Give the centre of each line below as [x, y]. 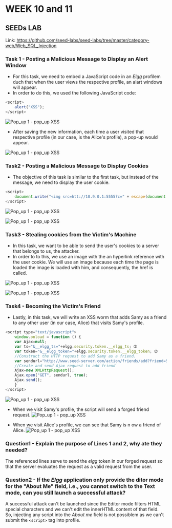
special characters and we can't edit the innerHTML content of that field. [82, 510]
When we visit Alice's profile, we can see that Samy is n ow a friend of [87, 425]
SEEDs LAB [24, 28]
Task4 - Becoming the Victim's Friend [53, 306]
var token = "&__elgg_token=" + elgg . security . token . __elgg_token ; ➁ [86, 351]
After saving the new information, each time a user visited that [78, 131]
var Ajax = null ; [31, 342]
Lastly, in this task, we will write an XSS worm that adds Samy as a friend [90, 317]
